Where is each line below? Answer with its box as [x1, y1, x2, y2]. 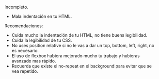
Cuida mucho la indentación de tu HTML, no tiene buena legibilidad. [11, 32, 147, 38]
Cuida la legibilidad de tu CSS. [11, 37, 72, 43]
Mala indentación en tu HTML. [11, 14, 72, 19]
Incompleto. [4, 4, 29, 10]
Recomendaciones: [4, 23, 43, 29]
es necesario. [11, 48, 39, 53]
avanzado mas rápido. [11, 58, 56, 63]
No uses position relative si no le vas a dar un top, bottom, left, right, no [11, 43, 155, 48]
